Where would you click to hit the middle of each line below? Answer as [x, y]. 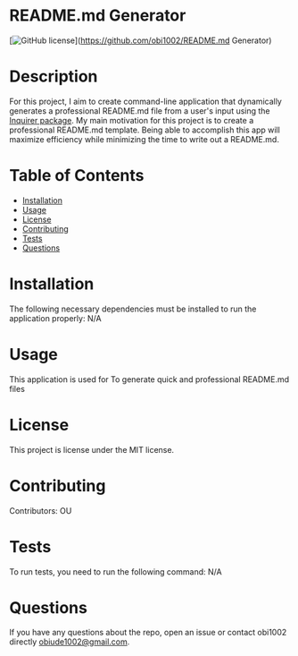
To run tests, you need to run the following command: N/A [116, 571]
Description [54, 77]
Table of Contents [77, 176]
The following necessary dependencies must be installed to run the [133, 309]
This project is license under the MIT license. [92, 449]
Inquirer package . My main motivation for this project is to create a [132, 120]
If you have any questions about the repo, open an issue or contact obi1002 [148, 633]
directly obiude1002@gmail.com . [70, 642]
